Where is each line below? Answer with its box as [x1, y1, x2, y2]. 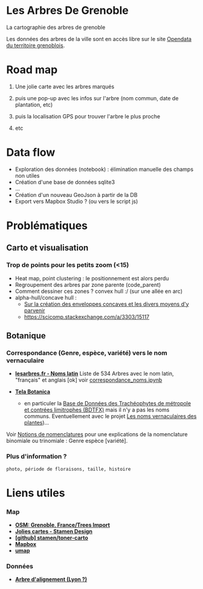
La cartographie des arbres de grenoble [6, 24, 106, 31]
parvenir [24, 306, 45, 314]
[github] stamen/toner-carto [14, 534, 89, 541]
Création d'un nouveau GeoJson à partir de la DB [14, 191, 138, 198]
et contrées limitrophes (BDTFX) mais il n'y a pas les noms [24, 406, 170, 414]
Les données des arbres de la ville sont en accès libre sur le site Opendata [6, 35, 192, 42]
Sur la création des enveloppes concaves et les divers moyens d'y [24, 300, 189, 307]
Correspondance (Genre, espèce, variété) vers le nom [6, 349, 167, 357]
